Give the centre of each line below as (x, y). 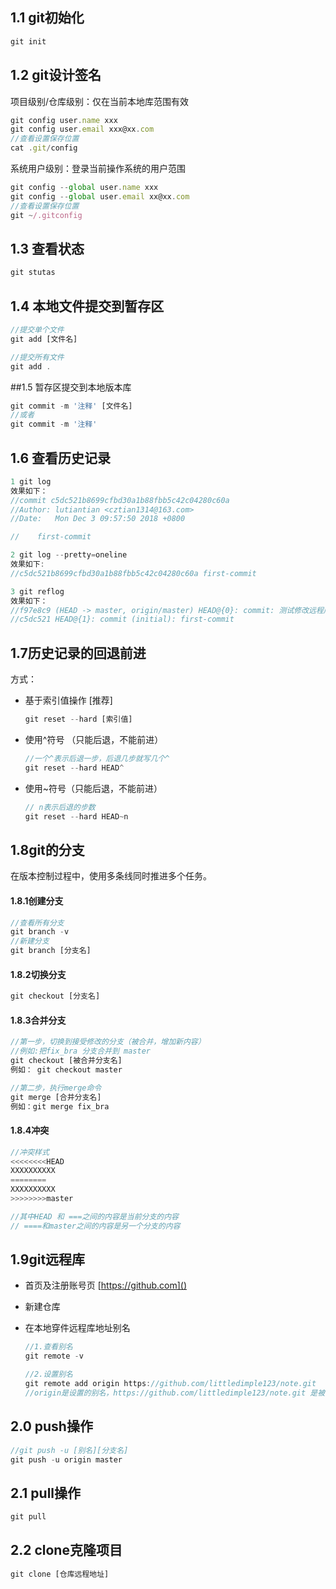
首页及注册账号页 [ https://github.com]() (106, 1285)
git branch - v (40, 932)
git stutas (33, 273)
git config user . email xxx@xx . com (82, 129)
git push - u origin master (66, 1459)
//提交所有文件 (37, 357)
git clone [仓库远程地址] (60, 1574)
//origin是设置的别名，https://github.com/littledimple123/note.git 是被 (175, 1393)
